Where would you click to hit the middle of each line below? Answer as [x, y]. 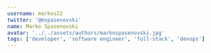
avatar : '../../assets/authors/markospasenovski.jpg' [86, 33]
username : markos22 [35, 13]
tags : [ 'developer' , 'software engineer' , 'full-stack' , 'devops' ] [106, 39]
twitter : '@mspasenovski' [44, 20]
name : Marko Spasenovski [43, 26]
